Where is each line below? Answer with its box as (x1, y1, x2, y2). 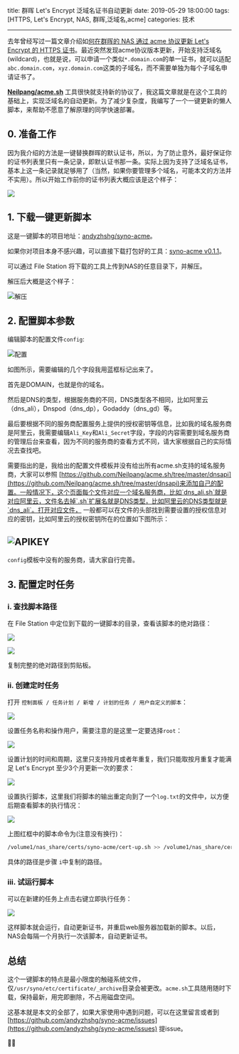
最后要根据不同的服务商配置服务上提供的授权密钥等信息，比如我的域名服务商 (7, 419, 232, 428)
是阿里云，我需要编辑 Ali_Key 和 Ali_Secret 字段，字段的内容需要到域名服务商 (7, 428, 230, 437)
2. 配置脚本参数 (7, 315, 75, 327)
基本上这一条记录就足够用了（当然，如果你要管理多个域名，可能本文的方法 (7, 166, 225, 174)
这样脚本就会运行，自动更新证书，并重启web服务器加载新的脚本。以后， (7, 923, 219, 932)
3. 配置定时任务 (7, 579, 75, 591)
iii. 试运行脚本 (7, 878, 54, 887)
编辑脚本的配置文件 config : (7, 335, 85, 344)
